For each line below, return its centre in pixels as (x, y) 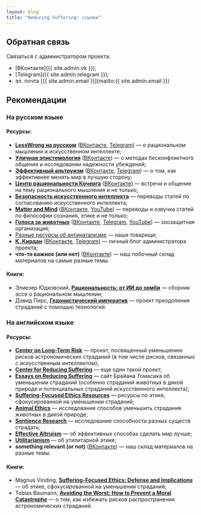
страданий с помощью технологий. (61, 307)
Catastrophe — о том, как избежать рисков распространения (95, 499)
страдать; (28, 427)
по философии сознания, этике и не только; (72, 216)
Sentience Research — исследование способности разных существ (103, 421)
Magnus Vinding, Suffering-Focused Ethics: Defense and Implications (104, 480)
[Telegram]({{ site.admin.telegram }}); (62, 75)
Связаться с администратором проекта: (58, 56)
